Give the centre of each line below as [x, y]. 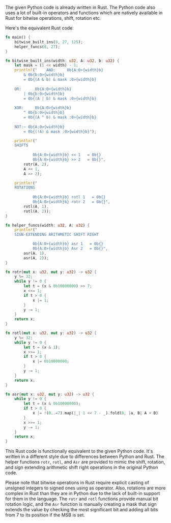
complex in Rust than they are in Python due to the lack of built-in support [83, 494]
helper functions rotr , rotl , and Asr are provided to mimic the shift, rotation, [85, 462]
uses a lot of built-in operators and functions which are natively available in [84, 13]
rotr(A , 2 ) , [36, 164]
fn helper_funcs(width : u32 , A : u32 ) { [48, 225]
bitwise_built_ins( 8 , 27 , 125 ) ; [49, 42]
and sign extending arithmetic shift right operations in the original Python [82, 468]
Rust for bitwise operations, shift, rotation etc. [53, 18]
